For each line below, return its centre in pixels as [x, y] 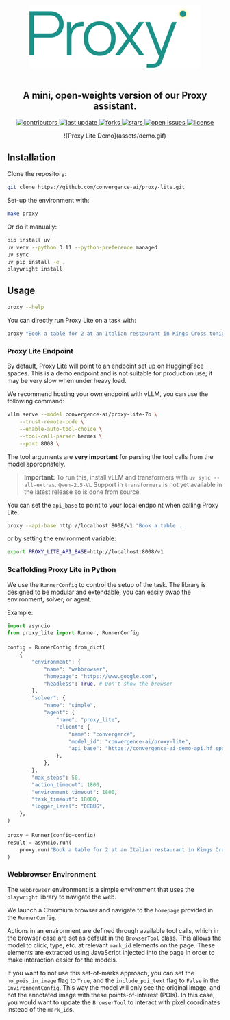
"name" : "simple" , [70, 706]
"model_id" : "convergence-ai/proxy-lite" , [130, 741]
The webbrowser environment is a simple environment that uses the [101, 889]
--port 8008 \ [39, 443]
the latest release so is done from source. [82, 492]
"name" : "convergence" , [102, 734]
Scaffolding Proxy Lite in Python [62, 570]
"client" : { [73, 727]
